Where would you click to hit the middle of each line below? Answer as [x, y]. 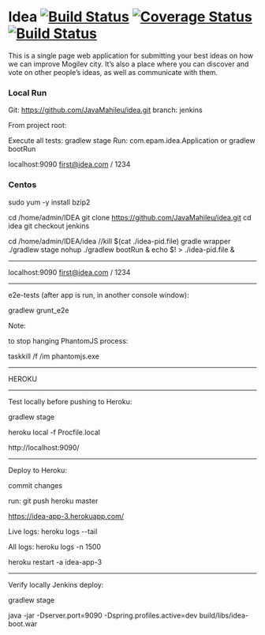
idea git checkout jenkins [49, 226]
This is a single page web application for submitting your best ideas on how [131, 55]
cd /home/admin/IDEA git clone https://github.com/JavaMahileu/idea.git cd [130, 217]
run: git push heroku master [53, 501]
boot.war [23, 623]
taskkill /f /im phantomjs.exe [54, 356]
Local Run [28, 92]
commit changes [35, 485]
